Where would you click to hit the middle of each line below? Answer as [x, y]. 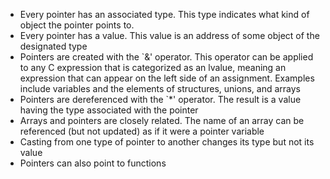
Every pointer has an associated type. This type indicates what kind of [164, 14]
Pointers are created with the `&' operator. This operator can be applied [166, 57]
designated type [53, 46]
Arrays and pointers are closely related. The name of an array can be [162, 120]
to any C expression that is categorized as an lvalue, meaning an [153, 67]
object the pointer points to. [77, 25]
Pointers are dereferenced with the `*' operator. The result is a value [160, 99]
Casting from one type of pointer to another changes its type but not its [167, 142]
